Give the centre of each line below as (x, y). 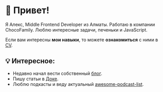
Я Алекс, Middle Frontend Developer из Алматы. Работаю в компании (80, 24)
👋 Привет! (27, 10)
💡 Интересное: (30, 61)
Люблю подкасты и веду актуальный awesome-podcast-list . (78, 84)
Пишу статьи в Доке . (36, 79)
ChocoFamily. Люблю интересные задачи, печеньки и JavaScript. (76, 29)
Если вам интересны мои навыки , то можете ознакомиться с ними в (82, 40)
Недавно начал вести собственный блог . (57, 73)
